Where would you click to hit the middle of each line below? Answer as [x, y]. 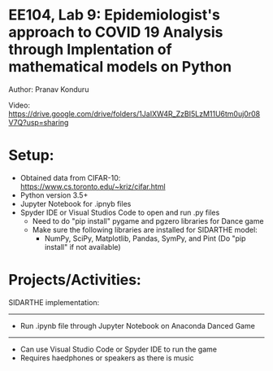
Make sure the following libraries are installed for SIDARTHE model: [145, 229]
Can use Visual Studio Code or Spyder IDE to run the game [119, 349]
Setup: [31, 155]
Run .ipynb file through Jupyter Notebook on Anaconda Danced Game [138, 325]
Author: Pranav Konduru [49, 89]
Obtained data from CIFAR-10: [70, 177]
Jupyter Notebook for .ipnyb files [76, 203]
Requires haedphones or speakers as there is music [107, 358]
